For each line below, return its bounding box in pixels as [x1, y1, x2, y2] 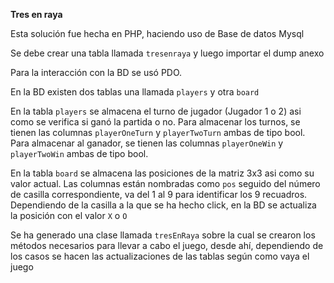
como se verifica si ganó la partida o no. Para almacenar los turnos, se [10, 116, 301, 128]
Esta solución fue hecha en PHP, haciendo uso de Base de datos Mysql [10, 28, 305, 39]
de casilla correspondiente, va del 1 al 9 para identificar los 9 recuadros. [10, 189, 308, 200]
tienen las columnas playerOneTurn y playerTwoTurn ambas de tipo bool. [10, 127, 306, 138]
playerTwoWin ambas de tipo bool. [10, 148, 149, 159]
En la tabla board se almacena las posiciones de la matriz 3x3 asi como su [10, 167, 315, 179]
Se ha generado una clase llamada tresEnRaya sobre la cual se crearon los [10, 229, 316, 241]
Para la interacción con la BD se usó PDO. [10, 67, 183, 78]
